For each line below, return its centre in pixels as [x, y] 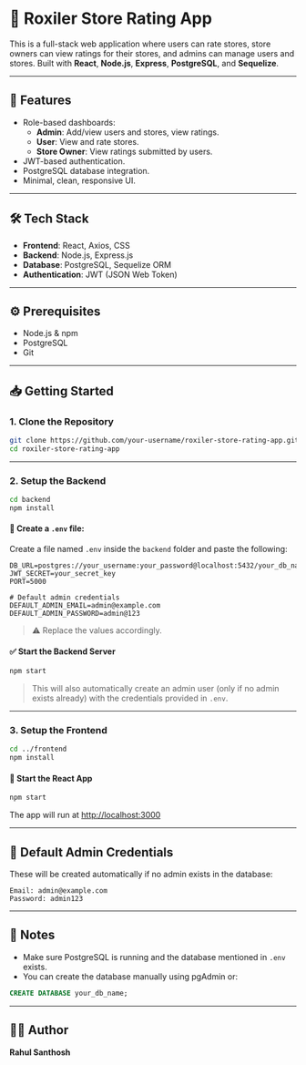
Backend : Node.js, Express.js [78, 255]
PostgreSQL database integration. [86, 170]
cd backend [30, 500]
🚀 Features [41, 101]
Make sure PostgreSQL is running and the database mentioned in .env [154, 957]
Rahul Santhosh [40, 1052]
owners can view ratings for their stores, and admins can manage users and [152, 53]
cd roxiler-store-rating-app [65, 449]
